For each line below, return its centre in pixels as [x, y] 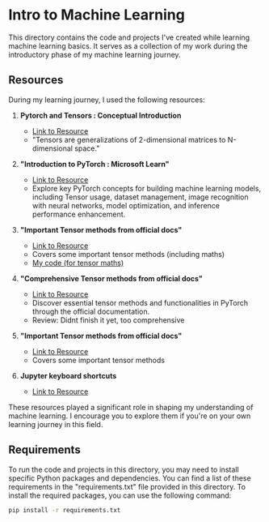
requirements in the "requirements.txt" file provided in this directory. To [127, 486]
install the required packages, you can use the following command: [120, 495]
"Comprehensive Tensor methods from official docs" [111, 278]
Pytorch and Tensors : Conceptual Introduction [101, 115]
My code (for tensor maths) [78, 263]
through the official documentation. [91, 311]
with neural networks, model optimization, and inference [126, 205]
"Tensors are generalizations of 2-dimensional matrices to [129, 139]
